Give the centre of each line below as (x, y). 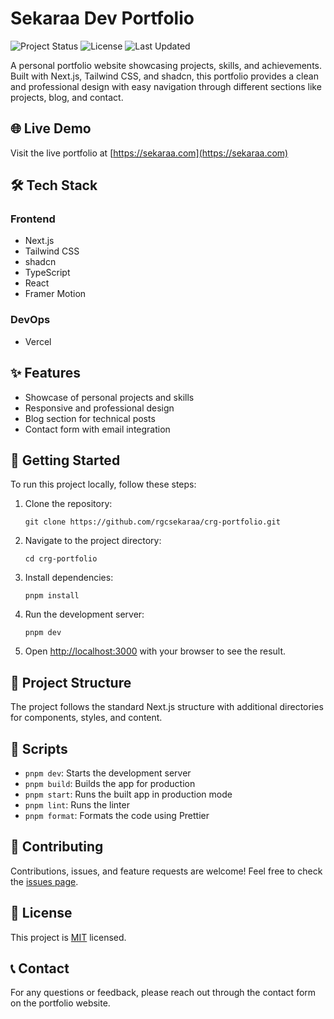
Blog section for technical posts (90, 418)
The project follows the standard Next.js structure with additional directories (167, 707)
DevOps (30, 320)
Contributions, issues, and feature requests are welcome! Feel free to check (166, 871)
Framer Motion (55, 294)
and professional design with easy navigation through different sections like (166, 86)
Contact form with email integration (97, 429)
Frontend (33, 219)
